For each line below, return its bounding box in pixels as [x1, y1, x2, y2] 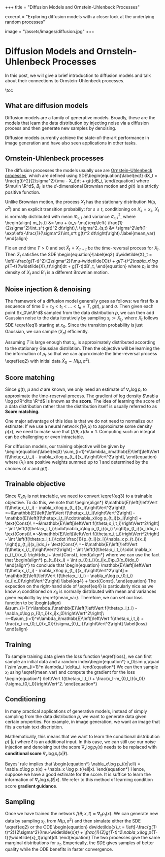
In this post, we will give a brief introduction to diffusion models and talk [5, 72, 151, 78]
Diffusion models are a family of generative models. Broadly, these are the [5, 114, 156, 120]
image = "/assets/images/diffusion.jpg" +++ [5, 29, 95, 34]
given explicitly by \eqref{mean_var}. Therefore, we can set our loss [5, 595, 143, 601]
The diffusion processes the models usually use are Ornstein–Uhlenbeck [5, 167, 153, 173]
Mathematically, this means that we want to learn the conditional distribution [5, 733, 160, 739]
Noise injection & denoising [5, 285, 91, 293]
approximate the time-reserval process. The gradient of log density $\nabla [5, 393, 159, 399]
